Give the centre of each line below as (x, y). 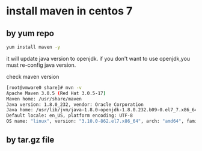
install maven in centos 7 (69, 11)
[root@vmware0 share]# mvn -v (44, 88)
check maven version (33, 76)
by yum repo (30, 33)
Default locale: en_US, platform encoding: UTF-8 (70, 116)
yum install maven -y (33, 47)
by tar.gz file (30, 140)
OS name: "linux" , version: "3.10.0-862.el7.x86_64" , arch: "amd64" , (95, 122)
